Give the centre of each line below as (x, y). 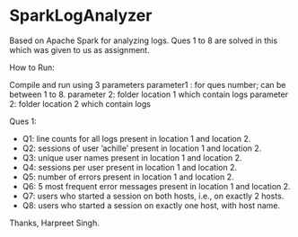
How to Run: (32, 67)
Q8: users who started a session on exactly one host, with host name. (151, 205)
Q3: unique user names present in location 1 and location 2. (132, 157)
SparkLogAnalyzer (81, 16)
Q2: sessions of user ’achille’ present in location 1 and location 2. (142, 148)
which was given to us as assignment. (79, 49)
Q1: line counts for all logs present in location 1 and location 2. (136, 138)
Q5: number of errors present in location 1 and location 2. (128, 177)
